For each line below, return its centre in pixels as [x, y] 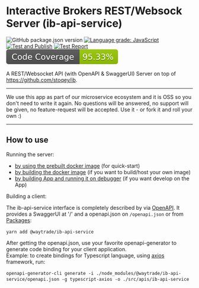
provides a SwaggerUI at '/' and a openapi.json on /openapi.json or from [95, 214]
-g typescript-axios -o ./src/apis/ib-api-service [126, 279]
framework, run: [26, 261]
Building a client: [26, 196]
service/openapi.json [33, 279]
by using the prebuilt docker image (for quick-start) [77, 166]
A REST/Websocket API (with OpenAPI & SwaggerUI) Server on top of [91, 73]
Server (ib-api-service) [64, 23]
